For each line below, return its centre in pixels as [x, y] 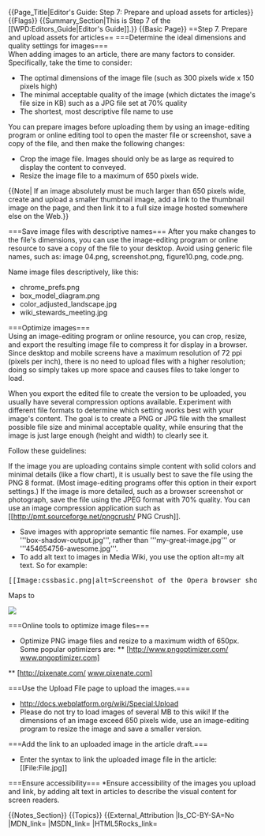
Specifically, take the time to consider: [70, 62]
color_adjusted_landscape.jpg [68, 304]
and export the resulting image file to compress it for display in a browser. [128, 345]
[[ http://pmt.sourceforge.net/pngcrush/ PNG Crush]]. [95, 516]
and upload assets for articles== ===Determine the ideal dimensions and [127, 37]
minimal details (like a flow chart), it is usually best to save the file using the [131, 474]
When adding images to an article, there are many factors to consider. [121, 54]
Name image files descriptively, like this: [74, 272]
